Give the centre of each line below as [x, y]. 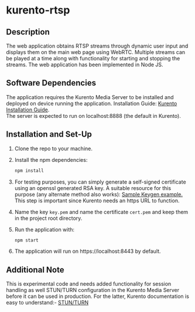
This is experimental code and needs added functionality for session [89, 284]
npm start [27, 240]
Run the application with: [45, 229]
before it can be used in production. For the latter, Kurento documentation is [97, 296]
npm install [29, 171]
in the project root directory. [48, 218]
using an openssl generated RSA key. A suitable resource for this [93, 188]
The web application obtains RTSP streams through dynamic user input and [97, 46]
